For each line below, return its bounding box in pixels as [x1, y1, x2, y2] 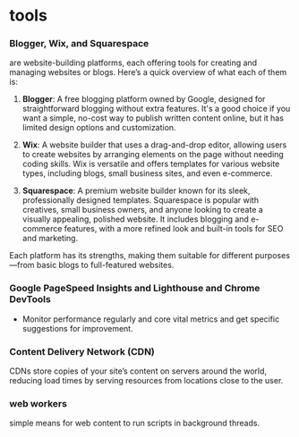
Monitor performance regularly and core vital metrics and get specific [21, 314, 280, 324]
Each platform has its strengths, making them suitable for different [9, 250, 253, 261]
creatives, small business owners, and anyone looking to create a [21, 205, 264, 215]
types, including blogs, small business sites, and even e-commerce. [21, 168, 273, 179]
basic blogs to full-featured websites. [36, 260, 175, 271]
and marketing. [21, 233, 79, 244]
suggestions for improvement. [21, 323, 133, 333]
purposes [254, 250, 291, 261]
